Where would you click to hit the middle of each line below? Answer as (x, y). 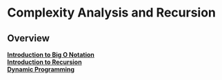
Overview (29, 38)
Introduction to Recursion (44, 62)
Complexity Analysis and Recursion (111, 13)
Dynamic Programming (41, 69)
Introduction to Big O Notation (51, 54)
